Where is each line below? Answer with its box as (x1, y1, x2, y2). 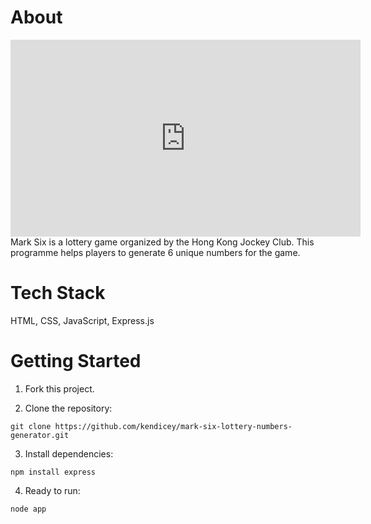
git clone (10, 421, 52, 431)
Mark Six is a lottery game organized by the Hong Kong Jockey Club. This (10, 236, 315, 248)
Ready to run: (24, 484, 81, 496)
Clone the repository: (24, 402, 113, 414)
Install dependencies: (24, 447, 114, 460)
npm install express (10, 467, 97, 477)
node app (10, 504, 47, 514)
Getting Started (10, 350, 142, 373)
